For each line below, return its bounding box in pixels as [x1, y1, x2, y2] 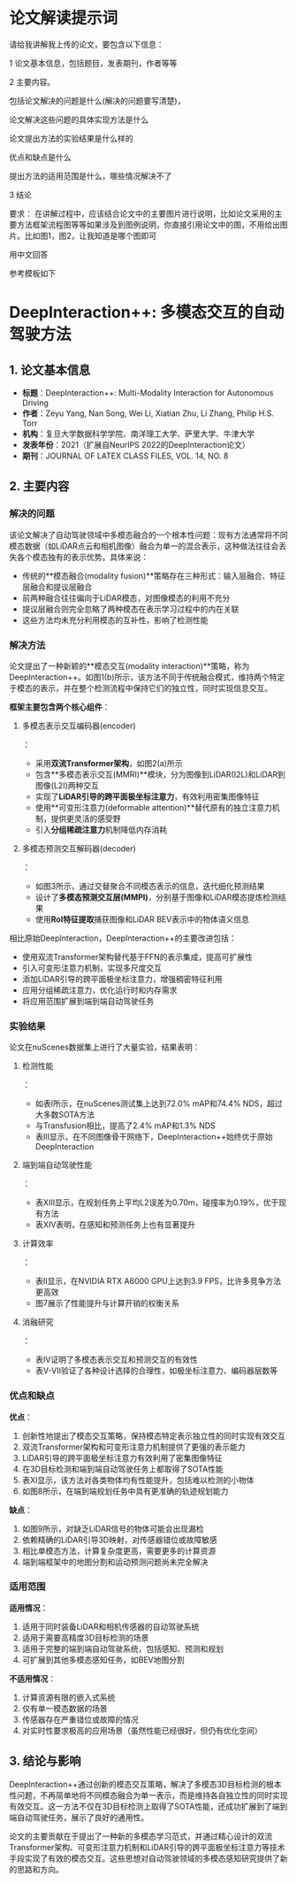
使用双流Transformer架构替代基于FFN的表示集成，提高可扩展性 [21, 951, 254, 962]
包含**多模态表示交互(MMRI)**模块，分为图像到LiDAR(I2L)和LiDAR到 [34, 769, 286, 780]
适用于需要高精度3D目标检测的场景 [21, 1632, 149, 1642]
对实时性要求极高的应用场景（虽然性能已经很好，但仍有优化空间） [21, 1725, 263, 1735]
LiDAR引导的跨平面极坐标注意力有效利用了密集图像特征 [21, 1452, 223, 1463]
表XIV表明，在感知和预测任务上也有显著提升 [34, 1219, 196, 1230]
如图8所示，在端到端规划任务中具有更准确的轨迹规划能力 [21, 1486, 229, 1496]
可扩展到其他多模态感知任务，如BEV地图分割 [21, 1654, 186, 1664]
